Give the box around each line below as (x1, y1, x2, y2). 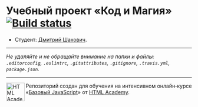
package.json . (6, 65, 39, 72)
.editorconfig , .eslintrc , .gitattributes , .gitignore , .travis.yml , (6, 59, 170, 66)
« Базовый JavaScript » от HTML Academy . (25, 88, 130, 95)
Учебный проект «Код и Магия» (6, 4, 172, 18)
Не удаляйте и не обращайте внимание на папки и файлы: (6, 53, 154, 60)
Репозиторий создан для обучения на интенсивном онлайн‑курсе (25, 82, 192, 89)
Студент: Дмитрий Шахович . (14, 36, 87, 43)
